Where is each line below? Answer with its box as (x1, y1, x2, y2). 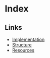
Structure (12, 42, 32, 48)
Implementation (12, 36, 45, 42)
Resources (12, 47, 35, 53)
